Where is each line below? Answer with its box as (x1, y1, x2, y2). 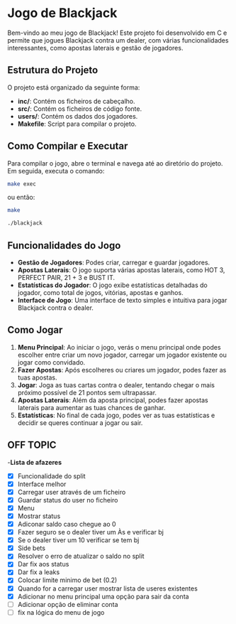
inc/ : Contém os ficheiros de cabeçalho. (17, 97, 136, 105)
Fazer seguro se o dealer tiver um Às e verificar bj (17, 528, 164, 537)
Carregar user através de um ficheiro (17, 488, 126, 496)
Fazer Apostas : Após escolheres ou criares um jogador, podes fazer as (17, 365, 227, 374)
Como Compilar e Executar (7, 140, 128, 152)
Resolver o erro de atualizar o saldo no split (17, 552, 145, 561)
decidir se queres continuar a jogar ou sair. (17, 418, 143, 427)
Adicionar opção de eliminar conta (17, 600, 118, 608)
